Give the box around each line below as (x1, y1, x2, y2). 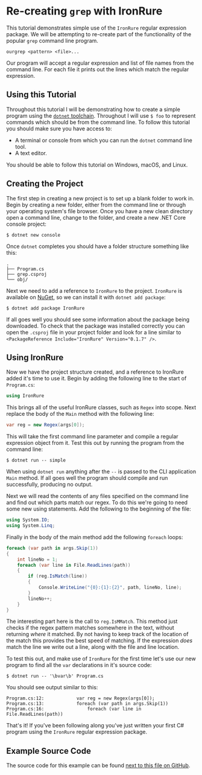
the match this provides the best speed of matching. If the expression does (6, 637, 193, 644)
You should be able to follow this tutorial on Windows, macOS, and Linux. (6, 161, 188, 168)
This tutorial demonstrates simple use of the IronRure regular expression (6, 24, 187, 31)
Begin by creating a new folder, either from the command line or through (6, 201, 186, 208)
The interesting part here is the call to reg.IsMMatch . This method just (6, 617, 178, 625)
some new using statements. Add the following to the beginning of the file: (6, 505, 191, 512)
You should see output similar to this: (6, 684, 98, 691)
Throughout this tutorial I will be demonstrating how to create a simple (6, 106, 181, 113)
